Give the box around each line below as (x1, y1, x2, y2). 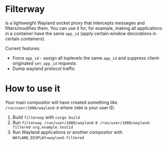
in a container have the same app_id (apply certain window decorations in (5, 30, 157, 36)
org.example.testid (32, 125, 73, 130)
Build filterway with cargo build (12, 114, 80, 120)
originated (12, 60, 34, 66)
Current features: (5, 45, 41, 51)
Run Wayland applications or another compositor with (12, 129, 123, 135)
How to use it (5, 83, 61, 94)
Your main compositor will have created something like (5, 99, 118, 105)
